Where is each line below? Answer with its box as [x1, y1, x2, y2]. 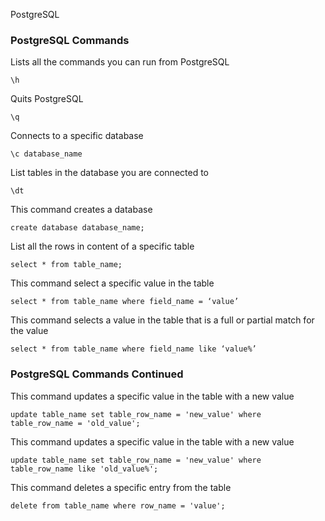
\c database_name [10, 149, 83, 159]
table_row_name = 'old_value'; [10, 418, 141, 428]
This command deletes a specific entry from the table [10, 481, 232, 493]
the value [10, 325, 49, 337]
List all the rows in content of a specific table [10, 240, 195, 253]
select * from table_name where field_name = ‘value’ [10, 297, 240, 307]
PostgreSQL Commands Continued [10, 367, 184, 381]
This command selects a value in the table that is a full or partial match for [10, 314, 315, 326]
